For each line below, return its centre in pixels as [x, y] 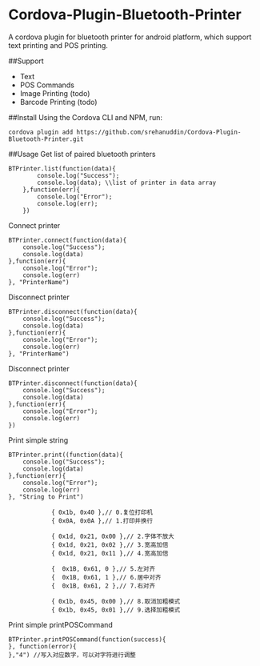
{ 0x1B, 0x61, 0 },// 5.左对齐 [103, 569]
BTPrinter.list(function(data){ [62, 169]
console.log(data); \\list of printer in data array [127, 183]
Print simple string [38, 440]
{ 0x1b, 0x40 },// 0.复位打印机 [102, 512]
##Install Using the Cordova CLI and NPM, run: [85, 117]
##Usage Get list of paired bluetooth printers [82, 154]
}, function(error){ [43, 646]
